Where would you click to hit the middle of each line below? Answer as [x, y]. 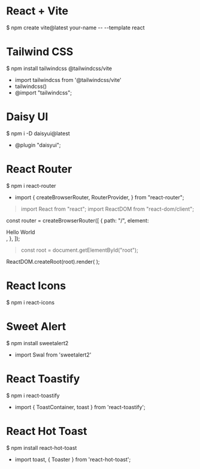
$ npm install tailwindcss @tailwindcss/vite [59, 68]
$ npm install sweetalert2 [37, 343]
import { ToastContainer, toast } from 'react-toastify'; [80, 407]
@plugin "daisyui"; [38, 145]
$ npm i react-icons [31, 302]
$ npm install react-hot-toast [42, 447]
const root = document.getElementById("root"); [80, 250]
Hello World [21, 232]
